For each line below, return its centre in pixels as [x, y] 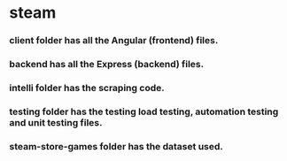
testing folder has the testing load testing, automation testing [144, 111]
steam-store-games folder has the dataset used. [116, 146]
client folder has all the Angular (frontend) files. [114, 41]
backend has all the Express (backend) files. [107, 65]
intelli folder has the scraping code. [87, 88]
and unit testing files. [56, 122]
